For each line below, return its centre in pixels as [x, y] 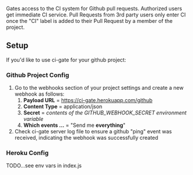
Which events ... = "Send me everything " [75, 125]
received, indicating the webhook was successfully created [86, 138]
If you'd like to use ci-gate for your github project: [66, 60]
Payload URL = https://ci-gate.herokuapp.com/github [88, 100]
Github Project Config [38, 75]
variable [33, 119]
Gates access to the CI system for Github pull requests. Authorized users [94, 9]
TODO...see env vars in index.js [44, 166]
